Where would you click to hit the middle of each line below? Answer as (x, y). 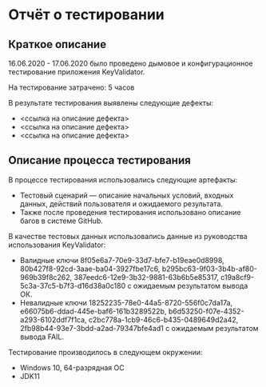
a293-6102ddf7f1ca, (53, 319)
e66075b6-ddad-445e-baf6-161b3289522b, (93, 311)
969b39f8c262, (46, 277)
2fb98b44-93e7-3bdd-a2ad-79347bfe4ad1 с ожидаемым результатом (139, 328)
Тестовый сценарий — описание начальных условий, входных (127, 195)
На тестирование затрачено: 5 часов (71, 87)
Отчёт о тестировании (87, 15)
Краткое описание (57, 44)
